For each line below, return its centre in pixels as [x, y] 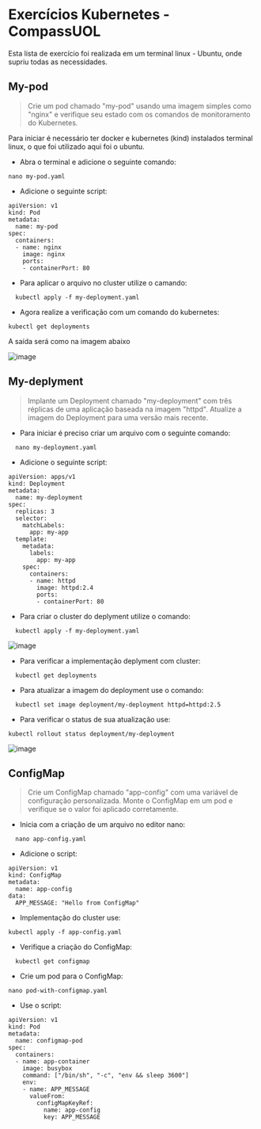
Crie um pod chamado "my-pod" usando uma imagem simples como [139, 105]
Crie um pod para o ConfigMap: [72, 976]
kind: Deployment [37, 484]
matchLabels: [44, 525]
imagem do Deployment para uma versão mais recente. [118, 417]
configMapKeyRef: [65, 1104]
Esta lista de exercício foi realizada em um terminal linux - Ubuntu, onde [125, 53]
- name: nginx [38, 247]
